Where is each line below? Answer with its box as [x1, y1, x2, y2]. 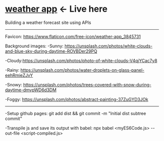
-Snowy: [5, 81, 22, 87]
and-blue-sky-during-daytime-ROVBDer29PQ [5, 48, 98, 54]
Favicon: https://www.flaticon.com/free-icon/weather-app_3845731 [5, 33, 141, 40]
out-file [5, 130, 20, 136]
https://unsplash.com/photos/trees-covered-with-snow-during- [23, 81, 151, 87]
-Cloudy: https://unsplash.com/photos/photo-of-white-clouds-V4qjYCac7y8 [5, 58, 158, 63]
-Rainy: [5, 67, 20, 73]
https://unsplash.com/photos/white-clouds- [64, 43, 153, 49]
